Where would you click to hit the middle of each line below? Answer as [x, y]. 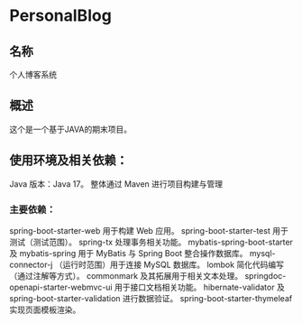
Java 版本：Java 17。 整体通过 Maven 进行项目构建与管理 [116, 184]
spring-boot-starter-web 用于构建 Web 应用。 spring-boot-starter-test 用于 [149, 230]
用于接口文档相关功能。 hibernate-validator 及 [200, 287]
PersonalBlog [61, 16]
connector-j [31, 264]
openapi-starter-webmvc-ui [61, 287]
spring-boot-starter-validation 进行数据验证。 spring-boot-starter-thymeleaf [151, 298]
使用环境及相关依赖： [69, 160]
